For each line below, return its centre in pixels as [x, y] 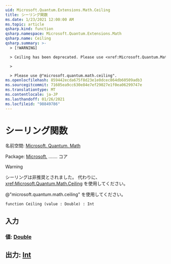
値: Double [19, 236]
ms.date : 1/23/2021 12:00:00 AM [39, 19]
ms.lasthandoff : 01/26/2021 [35, 99]
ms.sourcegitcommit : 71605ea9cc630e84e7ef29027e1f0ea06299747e [74, 85]
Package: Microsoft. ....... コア [36, 156]
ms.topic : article [25, 24]
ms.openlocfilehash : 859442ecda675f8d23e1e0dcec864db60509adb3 [74, 80]
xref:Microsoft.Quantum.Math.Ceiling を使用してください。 [67, 183]
